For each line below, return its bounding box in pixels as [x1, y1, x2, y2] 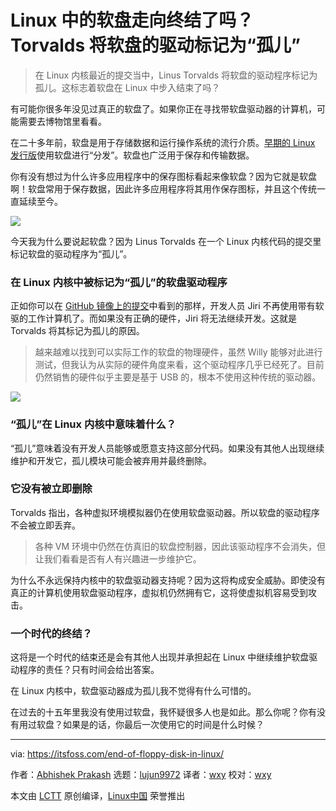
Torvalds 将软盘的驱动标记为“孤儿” [10, 34, 301, 57]
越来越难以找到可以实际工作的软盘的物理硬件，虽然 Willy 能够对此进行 [34, 346, 323, 358]
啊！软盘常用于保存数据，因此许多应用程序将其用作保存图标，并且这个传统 [10, 182, 317, 195]
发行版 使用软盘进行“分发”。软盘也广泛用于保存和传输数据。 [10, 149, 255, 161]
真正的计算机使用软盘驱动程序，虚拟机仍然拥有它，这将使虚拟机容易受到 [10, 586, 308, 598]
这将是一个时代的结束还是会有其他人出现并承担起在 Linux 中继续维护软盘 [10, 651, 310, 663]
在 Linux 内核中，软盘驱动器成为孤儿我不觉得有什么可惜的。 [10, 685, 257, 697]
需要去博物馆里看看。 [18, 115, 107, 127]
